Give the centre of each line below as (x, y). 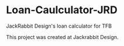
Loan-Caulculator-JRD (62, 10)
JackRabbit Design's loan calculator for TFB (59, 26)
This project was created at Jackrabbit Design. (62, 37)
